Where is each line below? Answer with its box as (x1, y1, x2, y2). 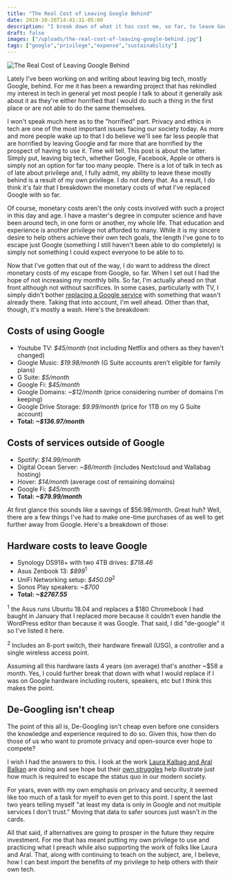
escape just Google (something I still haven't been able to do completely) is (7, 241, 222, 249)
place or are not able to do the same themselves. (7, 104, 146, 112)
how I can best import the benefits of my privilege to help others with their (7, 858, 219, 866)
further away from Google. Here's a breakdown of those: (7, 520, 168, 528)
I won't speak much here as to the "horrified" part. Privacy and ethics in (7, 117, 212, 125)
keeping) (17, 395, 43, 403)
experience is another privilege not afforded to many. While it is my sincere (7, 226, 221, 234)
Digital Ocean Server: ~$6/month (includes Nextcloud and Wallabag (17, 463, 211, 471)
